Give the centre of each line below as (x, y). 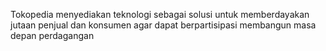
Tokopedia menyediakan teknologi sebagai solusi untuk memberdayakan (160, 14)
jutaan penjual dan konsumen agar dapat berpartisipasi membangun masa (163, 25)
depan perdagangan (52, 35)
